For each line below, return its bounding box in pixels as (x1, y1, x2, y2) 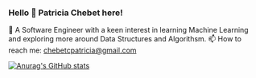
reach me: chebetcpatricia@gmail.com (8, 45, 137, 55)
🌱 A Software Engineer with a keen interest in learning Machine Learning (8, 25, 249, 35)
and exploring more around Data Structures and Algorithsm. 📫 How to (8, 34, 242, 44)
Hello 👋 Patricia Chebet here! (8, 7, 123, 18)
